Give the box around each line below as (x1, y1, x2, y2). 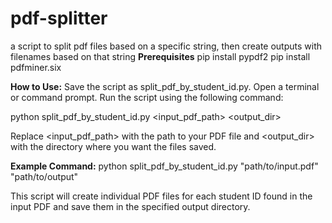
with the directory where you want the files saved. (10, 140, 217, 152)
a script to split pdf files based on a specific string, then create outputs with (10, 40, 323, 52)
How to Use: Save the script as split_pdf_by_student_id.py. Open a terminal (10, 80, 320, 92)
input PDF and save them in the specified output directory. (10, 200, 251, 212)
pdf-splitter (10, 7, 108, 30)
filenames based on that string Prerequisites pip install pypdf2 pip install (10, 50, 311, 62)
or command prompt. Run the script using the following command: (10, 91, 284, 103)
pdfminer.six (10, 61, 62, 73)
